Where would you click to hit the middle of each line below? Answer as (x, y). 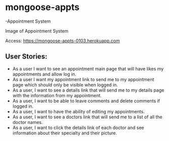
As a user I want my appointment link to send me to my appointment (83, 79)
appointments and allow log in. (44, 74)
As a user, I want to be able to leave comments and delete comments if (86, 101)
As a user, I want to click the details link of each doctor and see (78, 127)
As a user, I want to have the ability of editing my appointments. (78, 111)
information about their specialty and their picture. (65, 133)
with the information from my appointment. (57, 95)
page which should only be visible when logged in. (65, 85)
